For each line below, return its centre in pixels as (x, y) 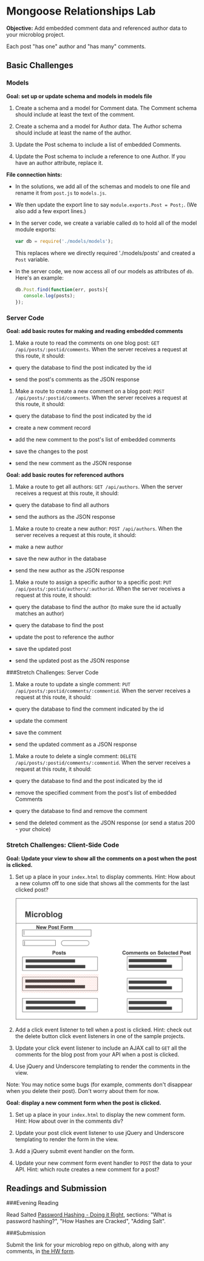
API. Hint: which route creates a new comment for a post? (87, 1169)
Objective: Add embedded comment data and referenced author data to (97, 28)
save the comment (38, 732)
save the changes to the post (51, 451)
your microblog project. (36, 34)
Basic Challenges (40, 65)
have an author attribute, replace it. (59, 163)
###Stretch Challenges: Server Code (53, 673)
